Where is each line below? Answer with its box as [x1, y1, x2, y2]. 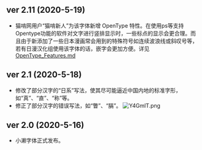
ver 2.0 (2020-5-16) [6, 120, 84, 130]
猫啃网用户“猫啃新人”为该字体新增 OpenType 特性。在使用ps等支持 [15, 21, 184, 29]
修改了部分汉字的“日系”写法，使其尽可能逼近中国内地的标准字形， [15, 86, 182, 94]
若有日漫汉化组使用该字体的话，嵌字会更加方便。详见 [15, 45, 150, 52]
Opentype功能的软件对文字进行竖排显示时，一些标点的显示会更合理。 [15, 29, 191, 37]
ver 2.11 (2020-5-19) [6, 5, 86, 15]
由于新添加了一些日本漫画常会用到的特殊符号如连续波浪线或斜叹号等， [20, 37, 198, 45]
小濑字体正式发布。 [15, 137, 64, 144]
